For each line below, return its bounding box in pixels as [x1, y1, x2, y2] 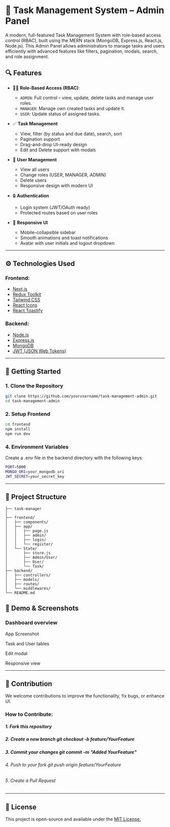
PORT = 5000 [5, 465, 26, 470]
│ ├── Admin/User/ [5, 555, 58, 560]
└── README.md [5, 590, 35, 595]
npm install [5, 427, 30, 432]
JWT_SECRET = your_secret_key [5, 474, 65, 480]
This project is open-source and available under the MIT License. [5, 816, 141, 822]
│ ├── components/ [5, 519, 49, 525]
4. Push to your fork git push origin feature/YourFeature [5, 761, 121, 768]
